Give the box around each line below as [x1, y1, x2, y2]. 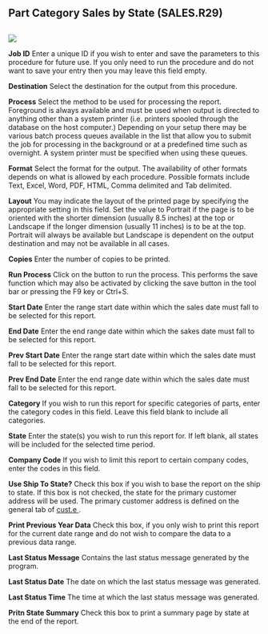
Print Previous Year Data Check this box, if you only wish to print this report [8, 520, 259, 530]
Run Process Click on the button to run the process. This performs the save [8, 269, 258, 279]
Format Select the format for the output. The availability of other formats [8, 164, 248, 173]
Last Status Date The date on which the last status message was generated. [8, 576, 261, 586]
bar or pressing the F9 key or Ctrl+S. [8, 286, 130, 296]
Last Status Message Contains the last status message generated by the [8, 552, 250, 562]
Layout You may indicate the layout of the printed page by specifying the [8, 196, 250, 205]
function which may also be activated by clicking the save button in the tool [8, 278, 257, 288]
